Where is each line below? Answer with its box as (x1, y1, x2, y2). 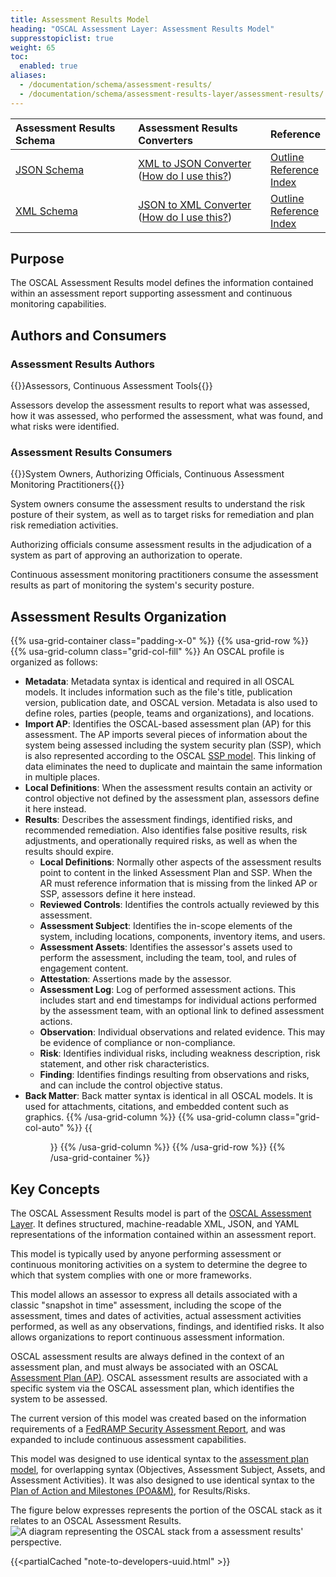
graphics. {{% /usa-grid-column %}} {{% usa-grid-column (24, 1111, 267, 1123)
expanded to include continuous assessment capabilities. (10, 1434, 247, 1446)
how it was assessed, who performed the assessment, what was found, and (10, 410, 324, 422)
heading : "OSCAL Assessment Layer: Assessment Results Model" (10, 24, 275, 34)
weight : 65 (10, 42, 56, 53)
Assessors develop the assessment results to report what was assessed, (10, 399, 310, 411)
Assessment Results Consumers (10, 446, 173, 460)
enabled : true (19, 61, 78, 71)
